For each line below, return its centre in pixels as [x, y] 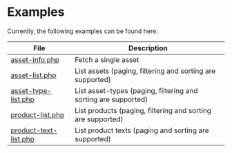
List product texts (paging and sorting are [142, 130]
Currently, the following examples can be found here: [83, 31]
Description [148, 48]
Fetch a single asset [107, 59]
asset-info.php [35, 59]
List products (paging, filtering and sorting [143, 110]
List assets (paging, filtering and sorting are [145, 71]
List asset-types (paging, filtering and [136, 90]
